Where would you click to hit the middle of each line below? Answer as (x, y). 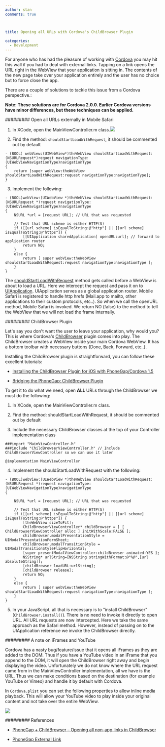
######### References (30, 720)
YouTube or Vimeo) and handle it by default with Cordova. (64, 681)
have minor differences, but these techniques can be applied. (69, 110)
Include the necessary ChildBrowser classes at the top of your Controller (86, 430)
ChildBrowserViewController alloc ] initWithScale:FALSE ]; (68, 532)
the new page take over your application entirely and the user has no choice (82, 75)
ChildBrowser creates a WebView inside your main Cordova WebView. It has (82, 342)
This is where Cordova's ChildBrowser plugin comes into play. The (73, 336)
